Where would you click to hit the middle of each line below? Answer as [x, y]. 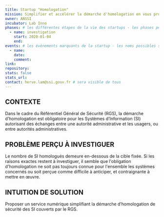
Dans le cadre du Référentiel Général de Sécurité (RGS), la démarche [74, 114]
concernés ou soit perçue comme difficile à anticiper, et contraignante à [77, 172]
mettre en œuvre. [23, 177]
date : [20, 55]
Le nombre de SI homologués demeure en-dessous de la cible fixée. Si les [80, 156]
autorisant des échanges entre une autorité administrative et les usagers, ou [82, 124]
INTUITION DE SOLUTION [44, 192]
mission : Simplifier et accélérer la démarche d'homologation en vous [78, 14]
